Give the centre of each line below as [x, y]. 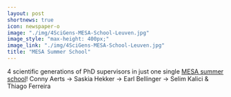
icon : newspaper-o [33, 26]
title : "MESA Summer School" [49, 52]
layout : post [26, 13]
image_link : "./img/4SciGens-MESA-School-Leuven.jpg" [86, 45]
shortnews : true [30, 20]
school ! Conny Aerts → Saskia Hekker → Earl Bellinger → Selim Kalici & [108, 78]
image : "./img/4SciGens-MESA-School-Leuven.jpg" [78, 33]
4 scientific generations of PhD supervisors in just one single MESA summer [115, 71]
